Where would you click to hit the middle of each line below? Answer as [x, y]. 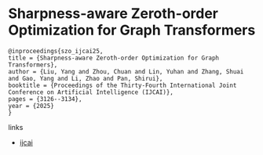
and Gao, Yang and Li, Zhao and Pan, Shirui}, [86, 78]
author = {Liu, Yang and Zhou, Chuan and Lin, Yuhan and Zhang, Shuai [126, 71]
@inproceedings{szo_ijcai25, [56, 51]
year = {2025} [31, 106]
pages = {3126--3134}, [45, 99]
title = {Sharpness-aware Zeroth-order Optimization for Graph [114, 58]
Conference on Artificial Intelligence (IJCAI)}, [91, 92]
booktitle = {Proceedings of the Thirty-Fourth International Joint [122, 85]
